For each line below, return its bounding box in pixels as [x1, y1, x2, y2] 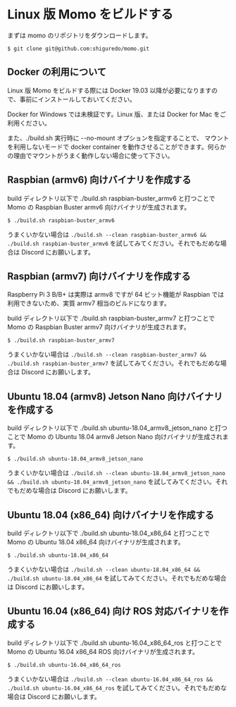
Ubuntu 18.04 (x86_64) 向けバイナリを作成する [7, 509, 215, 521]
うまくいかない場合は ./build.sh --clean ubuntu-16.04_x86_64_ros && [7, 675, 213, 683]
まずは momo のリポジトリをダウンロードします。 [7, 31, 152, 39]
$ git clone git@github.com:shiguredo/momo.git [7, 45, 150, 52]
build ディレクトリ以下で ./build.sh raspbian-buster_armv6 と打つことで [7, 194, 216, 202]
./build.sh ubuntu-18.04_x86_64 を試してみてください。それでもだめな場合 [7, 574, 227, 582]
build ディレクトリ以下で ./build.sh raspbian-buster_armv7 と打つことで [7, 314, 215, 323]
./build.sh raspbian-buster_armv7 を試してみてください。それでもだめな [7, 359, 221, 367]
